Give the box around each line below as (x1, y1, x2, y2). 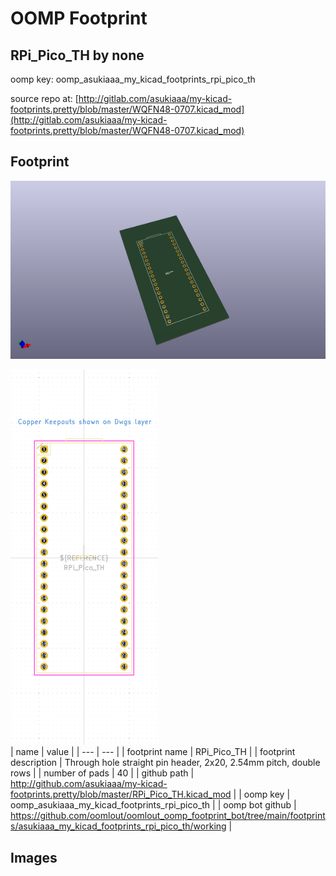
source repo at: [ (10, 93, 79, 104)
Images (10, 849, 58, 866)
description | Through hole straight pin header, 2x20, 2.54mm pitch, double (10, 757, 321, 769)
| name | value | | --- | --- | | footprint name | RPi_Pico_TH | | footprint (10, 746, 296, 758)
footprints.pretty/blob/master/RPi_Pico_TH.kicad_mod (10, 788, 232, 801)
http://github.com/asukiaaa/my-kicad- (10, 778, 168, 790)
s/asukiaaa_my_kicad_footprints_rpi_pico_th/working (10, 820, 227, 832)
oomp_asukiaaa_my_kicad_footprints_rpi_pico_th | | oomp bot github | (10, 799, 297, 811)
